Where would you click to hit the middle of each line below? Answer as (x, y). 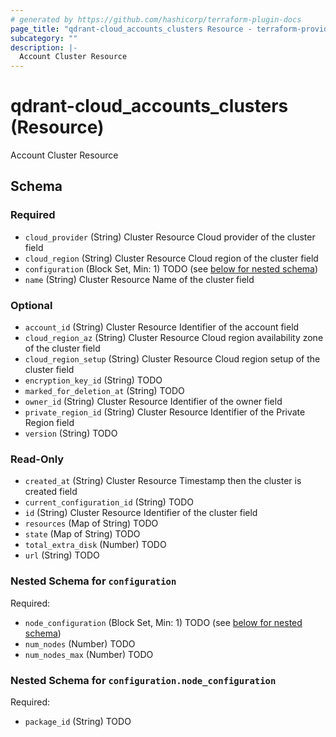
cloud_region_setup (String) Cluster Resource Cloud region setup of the (172, 359)
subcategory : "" (44, 38)
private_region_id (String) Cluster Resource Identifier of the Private (165, 412)
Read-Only (37, 459)
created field (51, 492)
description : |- (44, 47)
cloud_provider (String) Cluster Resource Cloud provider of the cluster (170, 237)
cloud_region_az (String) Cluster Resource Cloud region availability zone (174, 338)
